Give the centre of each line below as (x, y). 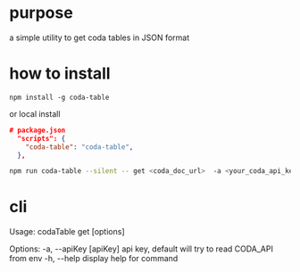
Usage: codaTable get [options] (67, 232)
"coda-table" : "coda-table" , (79, 147)
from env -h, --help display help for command (94, 259)
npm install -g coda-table (59, 97)
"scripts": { (42, 138)
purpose (41, 13)
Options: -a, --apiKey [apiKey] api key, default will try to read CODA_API (142, 249)
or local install (35, 113)
